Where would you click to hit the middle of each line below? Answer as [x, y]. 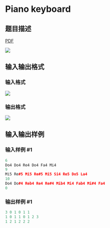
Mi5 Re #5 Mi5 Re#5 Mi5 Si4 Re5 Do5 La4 [46, 174]
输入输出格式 [25, 67]
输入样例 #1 [19, 150]
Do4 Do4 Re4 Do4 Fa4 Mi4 [31, 165]
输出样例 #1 [19, 202]
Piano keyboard [38, 9]
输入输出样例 [25, 135]
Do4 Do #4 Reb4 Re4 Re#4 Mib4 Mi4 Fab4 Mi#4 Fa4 [55, 184]
